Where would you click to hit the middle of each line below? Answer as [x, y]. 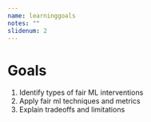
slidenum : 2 [27, 31]
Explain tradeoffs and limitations [72, 110]
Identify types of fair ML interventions [81, 92]
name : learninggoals [42, 16]
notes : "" [24, 23]
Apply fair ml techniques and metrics [79, 101]
